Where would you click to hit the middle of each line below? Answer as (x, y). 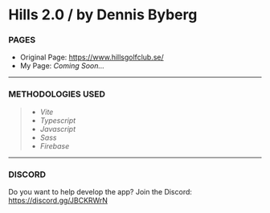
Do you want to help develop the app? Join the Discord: (100, 192)
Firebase (55, 145)
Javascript (58, 129)
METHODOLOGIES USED (57, 94)
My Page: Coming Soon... (62, 66)
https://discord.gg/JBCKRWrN (58, 201)
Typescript (58, 120)
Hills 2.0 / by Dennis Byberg (103, 15)
